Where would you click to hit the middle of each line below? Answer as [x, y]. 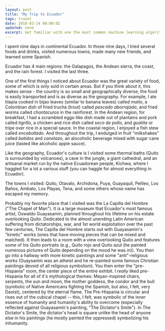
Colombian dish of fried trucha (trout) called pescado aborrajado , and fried [81, 107]
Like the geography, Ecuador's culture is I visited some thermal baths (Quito [82, 153]
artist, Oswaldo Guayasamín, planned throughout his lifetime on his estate [80, 214]
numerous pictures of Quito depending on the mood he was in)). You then [80, 250]
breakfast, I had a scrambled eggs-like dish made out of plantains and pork [81, 117]
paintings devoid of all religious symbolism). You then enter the [69, 266]
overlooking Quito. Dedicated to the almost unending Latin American [74, 219]
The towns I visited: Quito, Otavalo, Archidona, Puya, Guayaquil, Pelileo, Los [82, 183]
